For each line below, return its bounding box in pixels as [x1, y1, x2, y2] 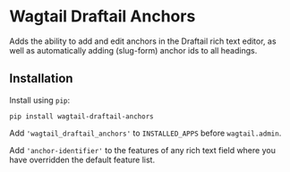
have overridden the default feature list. [9, 154, 155, 165]
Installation [9, 71, 73, 86]
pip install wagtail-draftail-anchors [9, 111, 154, 121]
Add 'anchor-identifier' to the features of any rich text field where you [9, 144, 276, 155]
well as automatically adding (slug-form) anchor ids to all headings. [9, 45, 258, 55]
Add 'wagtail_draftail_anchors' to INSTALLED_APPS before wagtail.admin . [9, 127, 282, 138]
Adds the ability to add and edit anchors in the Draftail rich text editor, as [9, 36, 277, 46]
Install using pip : [9, 94, 71, 105]
